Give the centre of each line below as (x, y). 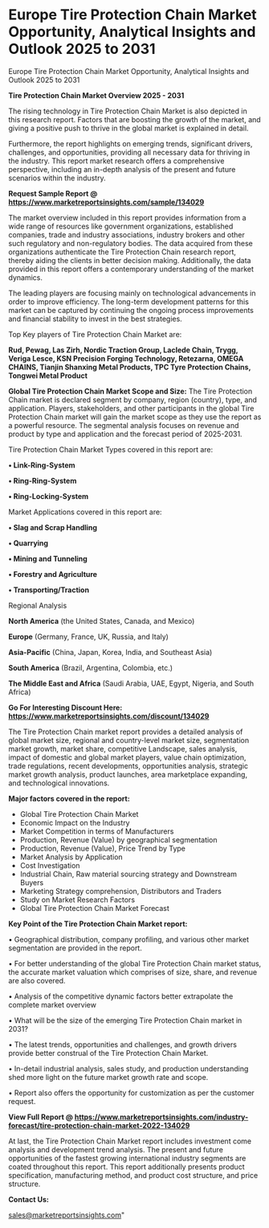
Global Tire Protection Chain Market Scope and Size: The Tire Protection (130, 391)
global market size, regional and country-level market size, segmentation (129, 740)
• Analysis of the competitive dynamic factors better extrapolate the (121, 996)
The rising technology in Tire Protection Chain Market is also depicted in (128, 111)
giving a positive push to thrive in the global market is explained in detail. (128, 128)
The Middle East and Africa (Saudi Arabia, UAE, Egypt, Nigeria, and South (131, 683)
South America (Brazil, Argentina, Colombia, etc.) (91, 668)
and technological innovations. (59, 783)
